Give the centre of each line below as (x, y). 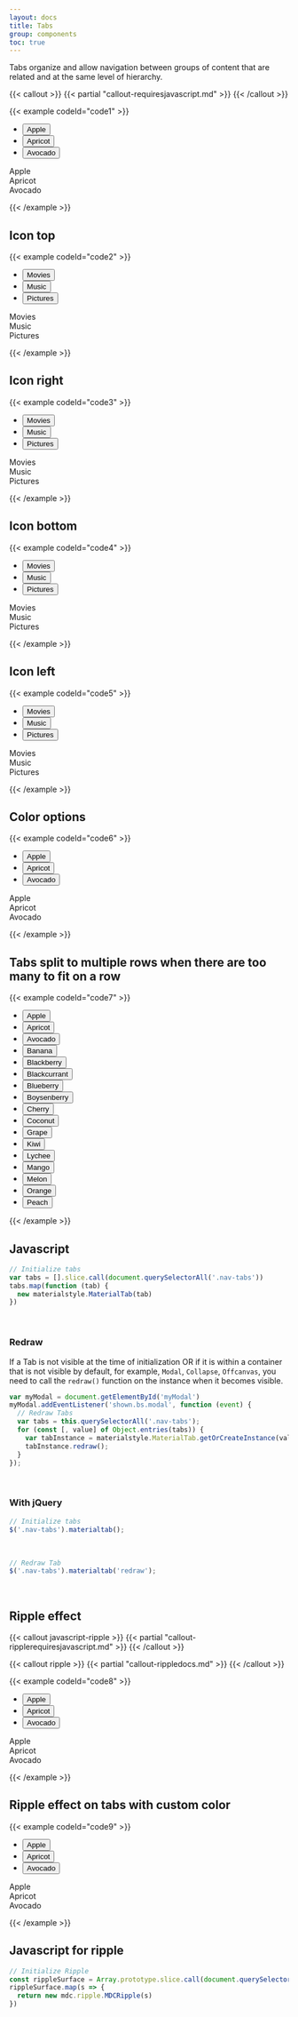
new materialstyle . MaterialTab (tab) (85, 1294)
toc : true (27, 42)
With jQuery (36, 1503)
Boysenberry (47, 1098)
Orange (39, 1191)
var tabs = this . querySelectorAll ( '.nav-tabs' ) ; (109, 1422)
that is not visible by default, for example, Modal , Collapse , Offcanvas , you (143, 1371)
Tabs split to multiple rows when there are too (138, 962)
